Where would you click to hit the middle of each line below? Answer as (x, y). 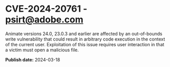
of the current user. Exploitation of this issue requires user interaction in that (85, 44)
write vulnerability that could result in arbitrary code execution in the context (85, 39)
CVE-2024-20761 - (46, 9)
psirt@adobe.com (44, 20)
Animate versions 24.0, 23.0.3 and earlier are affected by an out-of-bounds (84, 33)
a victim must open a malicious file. (42, 50)
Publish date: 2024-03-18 (33, 59)
